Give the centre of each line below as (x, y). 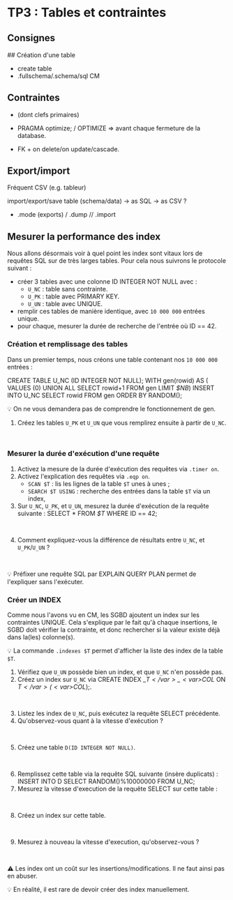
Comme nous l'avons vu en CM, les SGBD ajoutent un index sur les (104, 615)
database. (32, 135)
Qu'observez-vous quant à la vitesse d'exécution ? (90, 721)
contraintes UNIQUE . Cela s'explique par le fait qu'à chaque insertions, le (112, 623)
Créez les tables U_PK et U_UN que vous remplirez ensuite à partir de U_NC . (122, 422)
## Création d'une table (41, 55)
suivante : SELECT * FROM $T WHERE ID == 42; (87, 513)
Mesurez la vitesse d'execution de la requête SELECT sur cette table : (117, 789)
